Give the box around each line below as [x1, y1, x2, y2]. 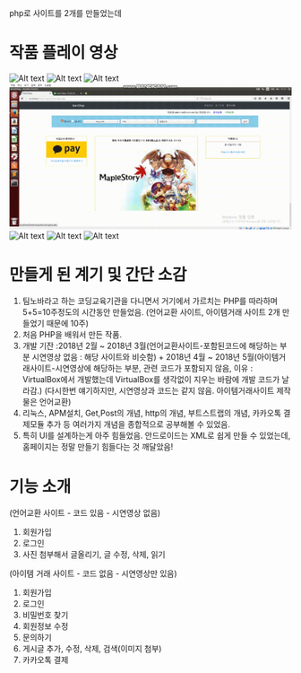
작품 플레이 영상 [9, 43, 118, 63]
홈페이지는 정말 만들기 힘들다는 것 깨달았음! [21, 441, 174, 452]
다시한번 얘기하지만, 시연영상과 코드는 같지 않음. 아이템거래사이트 [47, 385, 275, 397]
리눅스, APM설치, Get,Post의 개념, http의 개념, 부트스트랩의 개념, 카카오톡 [21, 407, 282, 419]
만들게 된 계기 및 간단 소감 [9, 264, 187, 284]
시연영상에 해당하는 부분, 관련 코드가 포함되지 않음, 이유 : [55, 363, 254, 374]
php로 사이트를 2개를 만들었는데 [9, 8, 123, 18]
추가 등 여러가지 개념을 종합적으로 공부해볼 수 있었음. [46, 419, 231, 430]
